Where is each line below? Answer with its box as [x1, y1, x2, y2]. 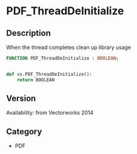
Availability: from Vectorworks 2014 [6, 109, 94, 116]
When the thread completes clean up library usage [6, 44, 132, 51]
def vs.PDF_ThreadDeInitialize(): [6, 71, 93, 77]
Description [6, 28, 51, 38]
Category [6, 127, 42, 137]
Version [6, 94, 36, 104]
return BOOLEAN [17, 76, 55, 83]
